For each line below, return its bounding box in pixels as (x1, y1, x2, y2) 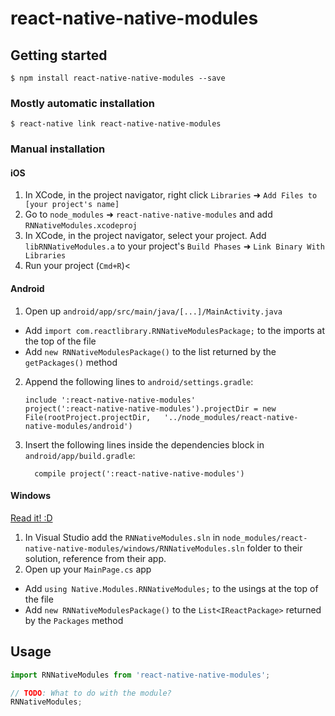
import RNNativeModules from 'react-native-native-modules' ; (10, 670, 271, 680)
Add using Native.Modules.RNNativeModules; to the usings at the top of (24, 582, 319, 594)
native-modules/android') (24, 421, 133, 431)
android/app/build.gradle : (24, 449, 136, 461)
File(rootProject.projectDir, (24, 412, 152, 422)
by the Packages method (24, 614, 124, 626)
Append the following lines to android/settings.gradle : (24, 375, 254, 387)
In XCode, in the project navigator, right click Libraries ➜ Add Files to (24, 189, 318, 201)
